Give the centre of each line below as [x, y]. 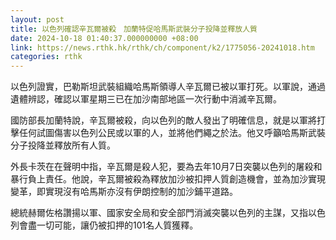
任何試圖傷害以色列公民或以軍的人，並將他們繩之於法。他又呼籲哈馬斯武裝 [172, 133]
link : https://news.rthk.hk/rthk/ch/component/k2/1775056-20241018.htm [162, 47]
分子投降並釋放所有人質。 [63, 145]
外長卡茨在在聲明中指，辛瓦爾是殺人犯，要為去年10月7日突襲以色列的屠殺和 [166, 167]
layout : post [37, 19]
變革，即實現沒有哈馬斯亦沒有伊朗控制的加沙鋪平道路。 [124, 192]
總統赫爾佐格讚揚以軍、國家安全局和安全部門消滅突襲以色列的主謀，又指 [159, 213]
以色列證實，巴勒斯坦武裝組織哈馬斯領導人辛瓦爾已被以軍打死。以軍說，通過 [168, 87]
